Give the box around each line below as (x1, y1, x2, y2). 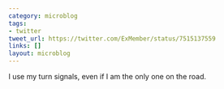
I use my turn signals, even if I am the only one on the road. (8, 72, 207, 81)
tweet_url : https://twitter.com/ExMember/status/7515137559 (8, 34, 217, 43)
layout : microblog (8, 49, 71, 57)
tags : (8, 19, 27, 28)
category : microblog (8, 11, 79, 20)
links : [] (8, 42, 42, 50)
